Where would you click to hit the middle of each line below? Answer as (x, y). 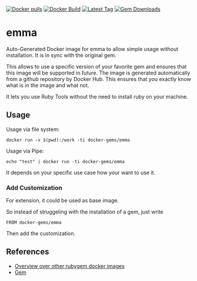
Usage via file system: (33, 129)
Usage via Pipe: (25, 151)
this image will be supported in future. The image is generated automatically (98, 73)
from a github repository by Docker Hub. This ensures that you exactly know (98, 79)
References (28, 252)
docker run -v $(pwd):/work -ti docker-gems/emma (68, 140)
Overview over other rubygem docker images (69, 266)
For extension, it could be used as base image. (63, 201)
